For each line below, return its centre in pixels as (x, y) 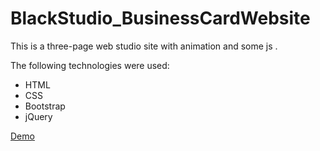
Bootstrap (45, 106)
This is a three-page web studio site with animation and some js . (144, 46)
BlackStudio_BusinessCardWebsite (160, 18)
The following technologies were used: (90, 65)
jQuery (38, 116)
